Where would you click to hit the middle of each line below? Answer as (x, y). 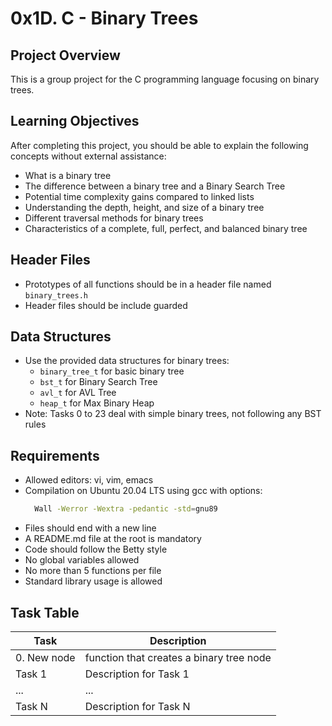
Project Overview (65, 55)
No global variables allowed (82, 560)
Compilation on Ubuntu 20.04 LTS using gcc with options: (143, 491)
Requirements (55, 455)
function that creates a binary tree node (178, 657)
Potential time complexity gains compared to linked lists (139, 196)
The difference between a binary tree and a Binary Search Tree (155, 186)
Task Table (45, 612)
